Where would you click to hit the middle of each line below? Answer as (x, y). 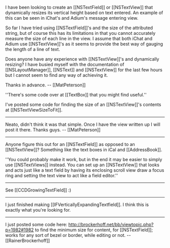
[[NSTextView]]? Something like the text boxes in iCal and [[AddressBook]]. (84, 150)
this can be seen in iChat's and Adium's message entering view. (72, 18)
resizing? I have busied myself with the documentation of (65, 64)
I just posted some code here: (36, 225)
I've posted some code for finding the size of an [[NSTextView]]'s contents (83, 105)
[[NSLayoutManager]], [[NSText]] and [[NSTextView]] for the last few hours (84, 70)
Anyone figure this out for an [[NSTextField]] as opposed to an (70, 144)
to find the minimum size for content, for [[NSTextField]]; (94, 230)
